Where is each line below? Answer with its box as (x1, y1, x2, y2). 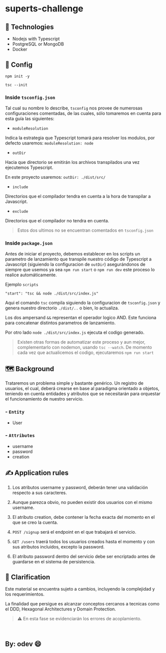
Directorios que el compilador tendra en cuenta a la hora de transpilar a (5, 194, 151, 200)
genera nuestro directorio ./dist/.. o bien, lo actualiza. (5, 305, 119, 311)
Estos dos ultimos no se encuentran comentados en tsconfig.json (17, 227, 154, 233)
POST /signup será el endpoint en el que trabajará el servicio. (12, 529, 136, 535)
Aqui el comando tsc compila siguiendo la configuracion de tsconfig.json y (5, 300, 161, 306)
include (12, 185, 28, 190)
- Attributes (5, 432, 35, 439)
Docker (12, 47, 28, 52)
